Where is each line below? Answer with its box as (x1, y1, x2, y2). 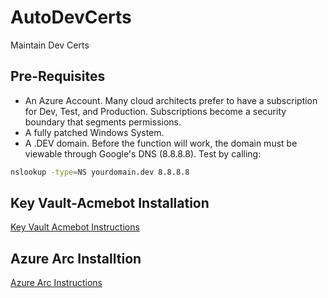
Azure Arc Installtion (10, 250, 142, 267)
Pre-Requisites (10, 68, 106, 85)
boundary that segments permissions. (24, 116, 182, 128)
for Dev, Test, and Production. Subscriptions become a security (24, 105, 287, 117)
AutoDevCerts (10, 6, 132, 29)
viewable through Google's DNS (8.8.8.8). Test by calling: (24, 147, 262, 160)
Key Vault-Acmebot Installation (10, 195, 210, 212)
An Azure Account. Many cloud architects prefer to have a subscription (24, 94, 318, 106)
